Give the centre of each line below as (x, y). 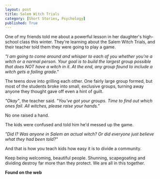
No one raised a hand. (27, 115)
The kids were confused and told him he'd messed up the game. (69, 125)
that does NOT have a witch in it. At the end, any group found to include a (79, 67)
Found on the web (24, 173)
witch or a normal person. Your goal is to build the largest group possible (78, 61)
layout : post (18, 9)
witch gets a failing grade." (32, 72)
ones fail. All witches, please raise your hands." (53, 106)
